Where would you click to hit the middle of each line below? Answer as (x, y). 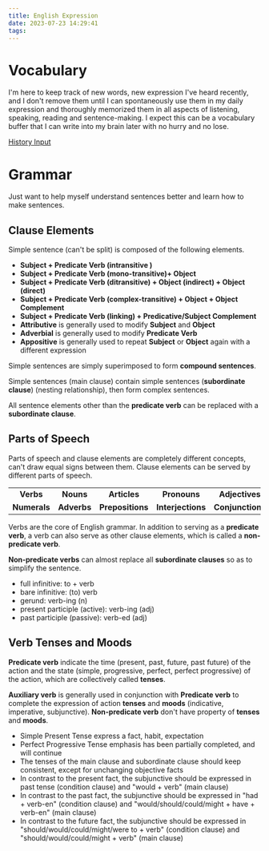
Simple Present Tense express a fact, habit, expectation (112, 736)
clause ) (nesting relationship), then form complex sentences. (109, 390)
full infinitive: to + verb (57, 583)
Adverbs (75, 507)
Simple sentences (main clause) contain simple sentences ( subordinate (127, 381)
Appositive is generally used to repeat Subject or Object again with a (135, 342)
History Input (30, 142)
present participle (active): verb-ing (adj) (87, 609)
